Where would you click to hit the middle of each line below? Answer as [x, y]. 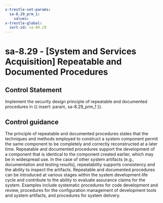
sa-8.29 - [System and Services [71, 52]
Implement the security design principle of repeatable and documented [76, 102]
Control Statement [33, 90]
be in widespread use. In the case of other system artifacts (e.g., [70, 159]
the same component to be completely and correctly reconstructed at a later [81, 144]
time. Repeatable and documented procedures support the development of [80, 149]
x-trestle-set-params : [28, 9]
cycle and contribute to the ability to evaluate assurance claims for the [75, 180]
